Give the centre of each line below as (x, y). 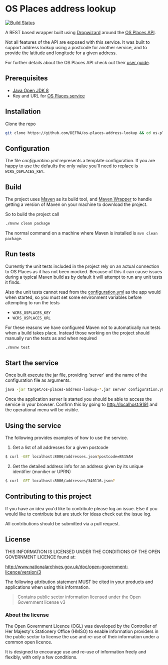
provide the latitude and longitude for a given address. (61, 53)
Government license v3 (41, 602)
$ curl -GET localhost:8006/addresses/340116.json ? (60, 481)
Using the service (33, 426)
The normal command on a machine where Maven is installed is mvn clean (81, 233)
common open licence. (29, 642)
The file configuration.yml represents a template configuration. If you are (80, 161)
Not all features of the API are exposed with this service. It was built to (77, 42)
